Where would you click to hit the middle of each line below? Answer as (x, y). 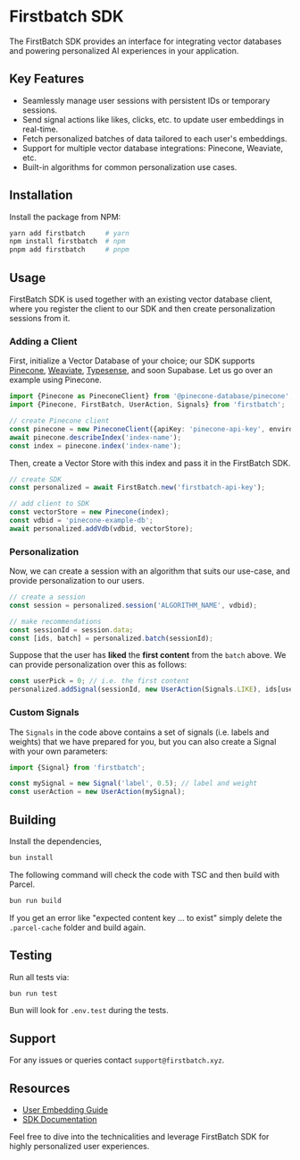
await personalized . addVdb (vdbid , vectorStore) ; (101, 529)
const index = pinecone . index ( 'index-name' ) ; (95, 446)
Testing (31, 955)
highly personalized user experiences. (79, 1147)
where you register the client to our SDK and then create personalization (142, 309)
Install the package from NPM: (65, 217)
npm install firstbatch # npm (67, 242)
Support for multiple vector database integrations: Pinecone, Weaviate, (153, 148)
